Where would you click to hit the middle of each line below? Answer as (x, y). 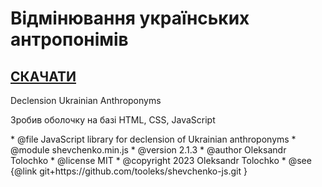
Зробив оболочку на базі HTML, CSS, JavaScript (113, 120)
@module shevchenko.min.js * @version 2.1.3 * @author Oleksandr (148, 150)
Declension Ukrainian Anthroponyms (86, 100)
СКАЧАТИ (43, 76)
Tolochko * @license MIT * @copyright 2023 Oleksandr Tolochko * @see (161, 160)
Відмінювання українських (130, 18)
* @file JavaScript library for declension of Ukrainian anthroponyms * (153, 139)
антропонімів (69, 39)
